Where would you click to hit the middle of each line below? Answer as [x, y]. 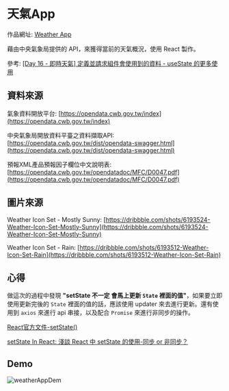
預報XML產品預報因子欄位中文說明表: [59, 164]
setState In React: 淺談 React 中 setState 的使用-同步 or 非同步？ [98, 342]
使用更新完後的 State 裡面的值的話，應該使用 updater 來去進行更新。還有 [110, 304]
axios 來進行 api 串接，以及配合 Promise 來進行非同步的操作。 [107, 313]
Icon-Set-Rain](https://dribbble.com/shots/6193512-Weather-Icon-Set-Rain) [114, 255]
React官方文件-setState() [42, 327]
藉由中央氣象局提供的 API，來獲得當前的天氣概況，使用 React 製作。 [103, 49]
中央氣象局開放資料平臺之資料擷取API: [61, 135]
